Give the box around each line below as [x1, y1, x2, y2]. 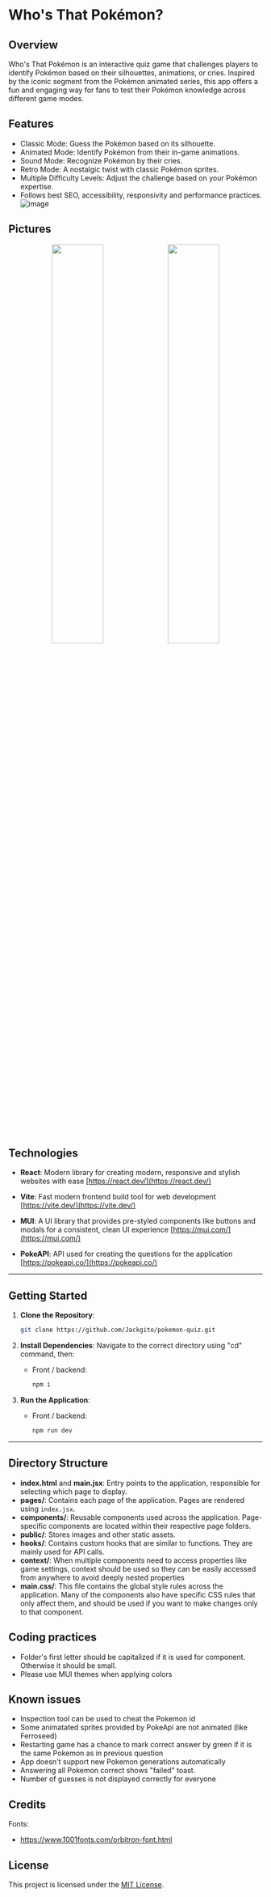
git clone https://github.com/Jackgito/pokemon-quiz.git [19, 1326, 216, 1335]
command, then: [19, 1349, 75, 1359]
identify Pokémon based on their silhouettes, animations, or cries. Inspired [8, 68, 256, 78]
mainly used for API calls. [19, 1547, 105, 1556]
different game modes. [8, 94, 85, 103]
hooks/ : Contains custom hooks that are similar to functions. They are [19, 1538, 252, 1547]
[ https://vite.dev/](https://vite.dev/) [19, 1200, 136, 1211]
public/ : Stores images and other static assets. [19, 1530, 176, 1539]
